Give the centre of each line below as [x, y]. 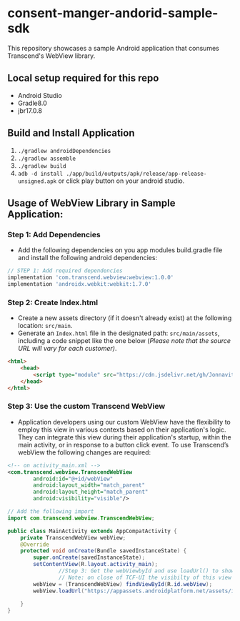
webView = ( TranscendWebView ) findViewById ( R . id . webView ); [123, 584]
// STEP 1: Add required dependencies [65, 271]
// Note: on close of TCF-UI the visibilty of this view [145, 577]
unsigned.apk [37, 181]
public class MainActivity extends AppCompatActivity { [92, 531]
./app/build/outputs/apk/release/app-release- [136, 174]
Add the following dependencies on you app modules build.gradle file [120, 250]
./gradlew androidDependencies [64, 151]
